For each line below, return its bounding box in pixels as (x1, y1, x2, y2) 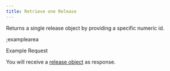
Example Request (6, 47, 48, 54)
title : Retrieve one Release (6, 8, 77, 15)
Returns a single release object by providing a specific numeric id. (6, 24, 165, 31)
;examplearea (6, 35, 39, 42)
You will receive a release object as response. (6, 58, 116, 65)
